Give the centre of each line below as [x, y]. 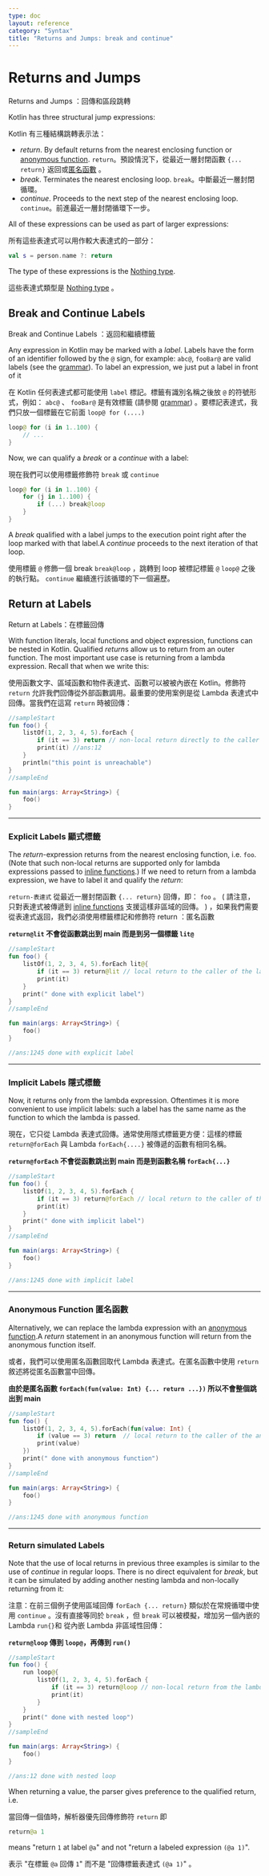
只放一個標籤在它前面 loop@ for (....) [80, 412]
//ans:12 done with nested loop [62, 1776]
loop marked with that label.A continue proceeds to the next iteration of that [133, 543]
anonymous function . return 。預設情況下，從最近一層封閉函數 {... [131, 159]
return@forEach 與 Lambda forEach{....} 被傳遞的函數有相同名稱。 [120, 1144]
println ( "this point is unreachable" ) [87, 763]
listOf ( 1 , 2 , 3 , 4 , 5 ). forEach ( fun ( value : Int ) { [107, 1429]
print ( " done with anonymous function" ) [91, 1458]
